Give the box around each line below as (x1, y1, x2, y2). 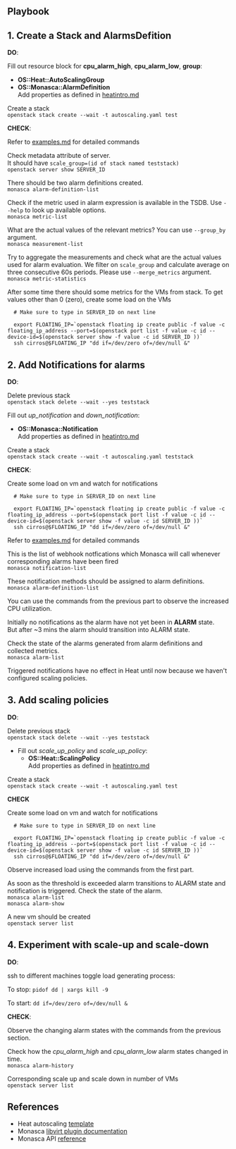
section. (7, 1033, 31, 1042)
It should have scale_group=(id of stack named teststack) (7, 159, 180, 168)
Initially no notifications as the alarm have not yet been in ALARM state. (7, 618, 215, 626)
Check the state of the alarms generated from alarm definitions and (7, 639, 203, 647)
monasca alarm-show (7, 900, 65, 907)
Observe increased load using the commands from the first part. (7, 865, 194, 874)
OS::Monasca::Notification (17, 425, 99, 433)
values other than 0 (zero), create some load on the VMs (7, 295, 171, 304)
